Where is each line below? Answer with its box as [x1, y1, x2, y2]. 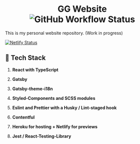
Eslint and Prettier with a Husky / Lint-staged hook [12, 104, 117, 111]
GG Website [57, 3, 107, 15]
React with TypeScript [12, 67, 59, 72]
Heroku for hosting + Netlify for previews [12, 123, 98, 129]
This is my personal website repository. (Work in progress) [5, 30, 123, 36]
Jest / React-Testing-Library [12, 133, 71, 139]
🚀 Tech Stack [5, 54, 46, 62]
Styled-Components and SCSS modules [12, 95, 95, 101]
